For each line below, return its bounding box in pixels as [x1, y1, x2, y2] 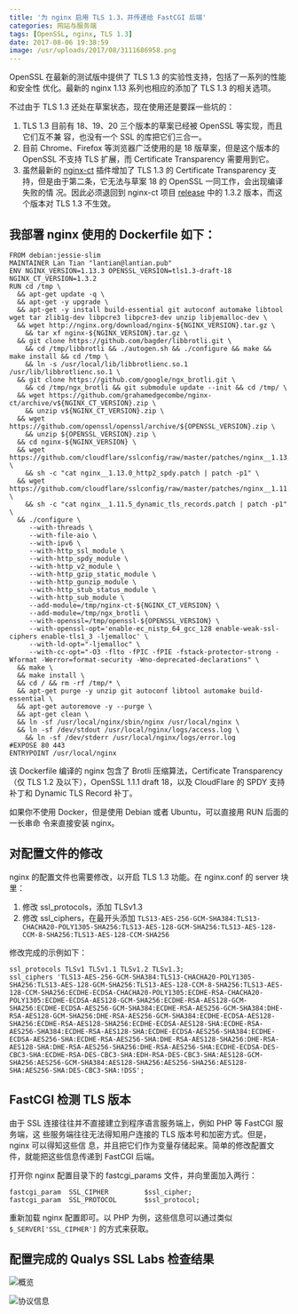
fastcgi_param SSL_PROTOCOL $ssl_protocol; [9, 1195, 200, 1205]
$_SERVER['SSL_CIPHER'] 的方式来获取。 [9, 1223, 153, 1234]
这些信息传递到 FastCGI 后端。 [47, 1150, 160, 1161]
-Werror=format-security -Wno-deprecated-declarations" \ [41, 655, 260, 664]
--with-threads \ [28, 523, 93, 532]
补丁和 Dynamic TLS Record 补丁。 [9, 788, 137, 798]
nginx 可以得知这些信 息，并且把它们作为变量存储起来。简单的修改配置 [9, 1140, 268, 1150]
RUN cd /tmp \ [9, 282, 62, 291]
